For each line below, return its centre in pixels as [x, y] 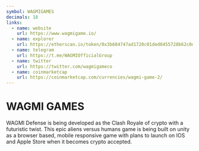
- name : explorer [33, 39]
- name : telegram [33, 50]
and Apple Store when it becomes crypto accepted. [69, 142]
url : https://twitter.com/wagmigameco [65, 66]
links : [14, 22]
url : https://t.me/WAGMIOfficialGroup [65, 55]
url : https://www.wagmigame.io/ [57, 34]
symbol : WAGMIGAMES [30, 12]
